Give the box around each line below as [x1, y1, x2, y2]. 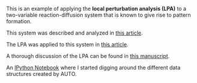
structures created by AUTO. [6, 70, 77, 77]
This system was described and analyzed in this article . [6, 29, 143, 36]
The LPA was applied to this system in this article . [6, 41, 129, 48]
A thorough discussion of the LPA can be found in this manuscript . [6, 53, 170, 59]
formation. [6, 18, 32, 24]
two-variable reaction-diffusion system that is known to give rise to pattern [6, 11, 192, 19]
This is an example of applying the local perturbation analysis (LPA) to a [6, 5, 187, 12]
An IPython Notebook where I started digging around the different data [6, 64, 181, 71]
